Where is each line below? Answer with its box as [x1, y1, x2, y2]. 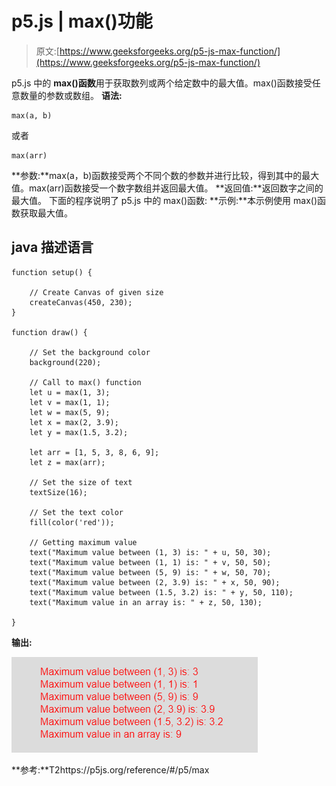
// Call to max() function [29, 377, 142, 387]
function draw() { [11, 327, 88, 337]
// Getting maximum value [29, 537, 138, 547]
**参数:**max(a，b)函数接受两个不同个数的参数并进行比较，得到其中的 [11, 169, 303, 181]
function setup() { [11, 267, 93, 277]
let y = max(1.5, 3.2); [29, 427, 129, 437]
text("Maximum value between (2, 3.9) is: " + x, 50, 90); [29, 577, 281, 587]
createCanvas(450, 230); [29, 297, 133, 307]
